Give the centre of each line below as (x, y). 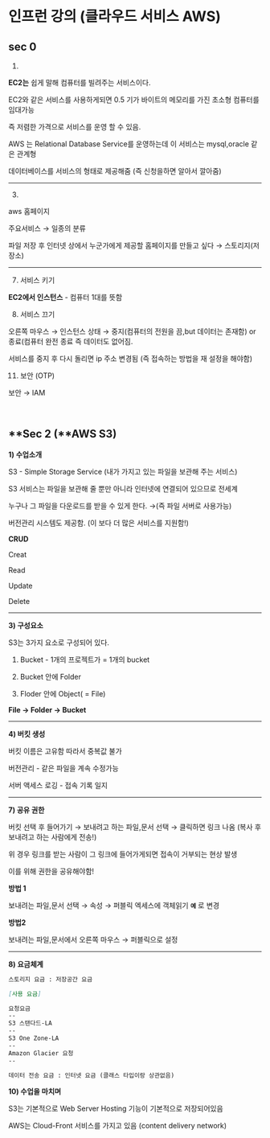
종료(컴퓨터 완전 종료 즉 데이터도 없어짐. (71, 341)
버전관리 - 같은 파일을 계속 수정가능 (63, 768)
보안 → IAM (27, 392)
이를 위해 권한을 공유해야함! (51, 871)
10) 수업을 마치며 (35, 1091)
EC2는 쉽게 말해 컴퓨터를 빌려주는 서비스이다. (80, 82)
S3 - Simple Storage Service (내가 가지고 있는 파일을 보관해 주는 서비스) (123, 471)
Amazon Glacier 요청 (41, 1053)
